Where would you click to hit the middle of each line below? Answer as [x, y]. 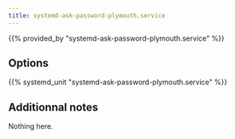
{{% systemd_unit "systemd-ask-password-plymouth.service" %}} [118, 82]
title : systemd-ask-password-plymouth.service [87, 15]
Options [29, 63]
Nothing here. [31, 126]
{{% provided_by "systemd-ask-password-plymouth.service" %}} [116, 38]
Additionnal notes [53, 107]
